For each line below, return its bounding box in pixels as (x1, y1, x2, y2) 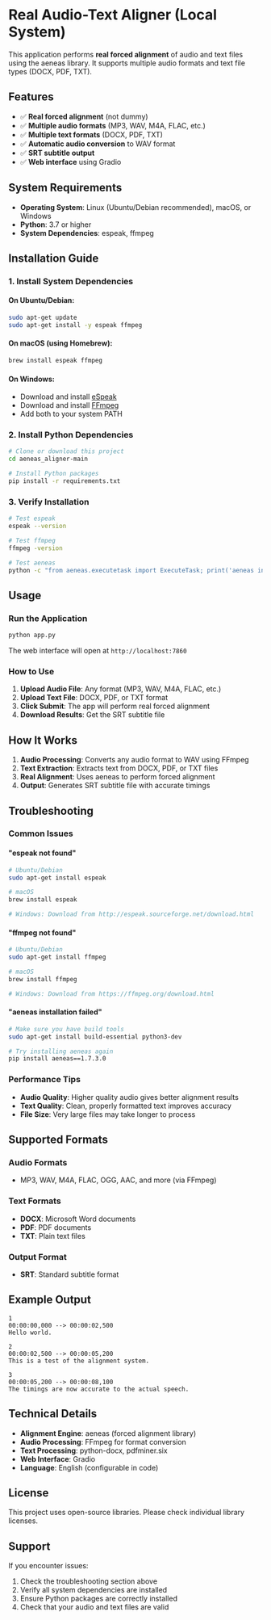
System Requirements (8, 181, 123, 195)
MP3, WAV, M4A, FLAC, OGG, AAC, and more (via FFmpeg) (19, 1175, 217, 1185)
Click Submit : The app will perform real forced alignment (19, 701, 210, 711)
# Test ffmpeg (8, 536, 56, 544)
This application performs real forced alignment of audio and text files (8, 49, 244, 59)
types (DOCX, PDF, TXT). (8, 66, 93, 76)
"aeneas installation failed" (8, 1007, 102, 1017)
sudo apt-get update (8, 313, 78, 322)
